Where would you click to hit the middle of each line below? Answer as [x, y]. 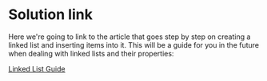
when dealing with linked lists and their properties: [91, 53]
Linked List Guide [37, 68]
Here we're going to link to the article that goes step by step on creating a [130, 37]
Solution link [51, 15]
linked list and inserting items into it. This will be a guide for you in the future [134, 44]
